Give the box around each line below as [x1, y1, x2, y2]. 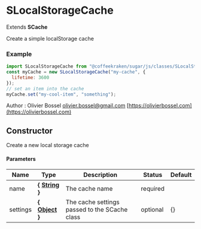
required [141, 184, 165, 193]
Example [6, 50, 32, 58]
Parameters [6, 155, 36, 162]
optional [141, 205, 164, 213]
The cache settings [65, 198, 120, 206]
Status [143, 170, 163, 179]
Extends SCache [6, 23, 48, 30]
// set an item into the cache [6, 86, 84, 91]
